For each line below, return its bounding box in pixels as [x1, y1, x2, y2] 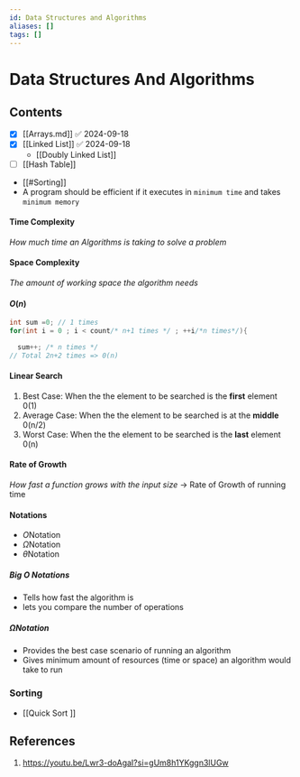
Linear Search [9, 371, 63, 382]
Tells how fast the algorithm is [22, 592, 134, 603]
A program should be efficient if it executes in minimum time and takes [22, 186, 281, 197]
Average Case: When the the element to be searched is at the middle [22, 410, 279, 421]
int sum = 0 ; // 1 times [9, 318, 99, 328]
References [9, 733, 76, 749]
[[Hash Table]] [22, 159, 77, 170]
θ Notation [22, 549, 60, 560]
